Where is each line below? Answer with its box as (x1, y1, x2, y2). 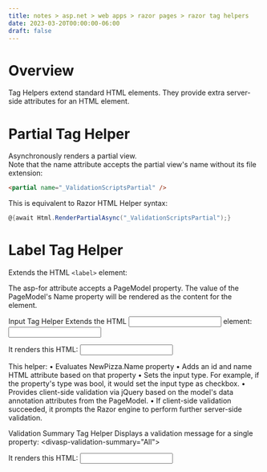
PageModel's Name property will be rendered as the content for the (8, 291, 233, 302)
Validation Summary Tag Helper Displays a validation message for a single (8, 428, 253, 438)
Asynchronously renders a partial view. (8, 151, 137, 161)
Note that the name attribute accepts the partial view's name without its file (8, 160, 257, 170)
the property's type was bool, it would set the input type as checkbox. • (8, 379, 246, 388)
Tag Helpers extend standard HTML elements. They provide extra (8, 88, 225, 97)
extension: (8, 168, 43, 178)
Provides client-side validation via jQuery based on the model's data (8, 387, 234, 396)
